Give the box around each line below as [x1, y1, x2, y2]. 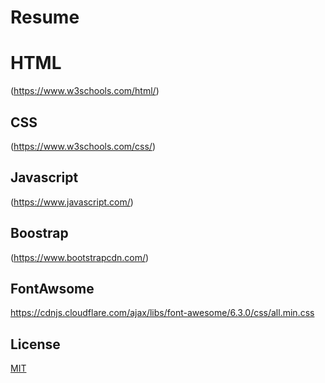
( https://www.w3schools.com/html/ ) [10, 85, 160, 97]
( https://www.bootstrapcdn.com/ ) [10, 251, 150, 263]
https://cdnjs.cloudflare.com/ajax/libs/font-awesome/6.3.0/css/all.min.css [10, 307, 315, 319]
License [10, 336, 61, 353]
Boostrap [10, 225, 69, 242]
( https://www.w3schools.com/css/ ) [10, 140, 157, 152]
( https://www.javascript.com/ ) [10, 196, 134, 208]
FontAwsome [10, 280, 95, 297]
